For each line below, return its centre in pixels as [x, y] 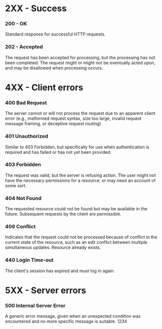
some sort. [16, 185]
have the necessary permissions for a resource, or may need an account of [81, 180]
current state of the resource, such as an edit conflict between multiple [76, 242]
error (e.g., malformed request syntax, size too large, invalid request [73, 119]
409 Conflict [20, 227]
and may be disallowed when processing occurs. [54, 68]
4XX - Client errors [44, 87]
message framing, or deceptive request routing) [53, 124]
